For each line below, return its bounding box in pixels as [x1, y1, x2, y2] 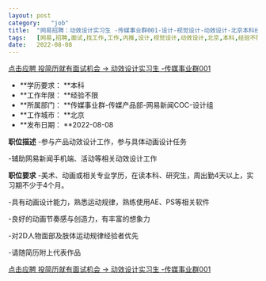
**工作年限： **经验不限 [19, 90, 99, 100]
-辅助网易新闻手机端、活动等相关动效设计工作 [8, 154, 158, 163]
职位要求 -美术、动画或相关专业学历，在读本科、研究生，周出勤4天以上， [8, 171, 247, 180]
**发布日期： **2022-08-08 [19, 120, 114, 130]
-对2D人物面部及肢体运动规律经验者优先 [8, 231, 139, 241]
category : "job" [8, 19, 69, 27]
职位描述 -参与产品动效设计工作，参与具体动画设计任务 [8, 137, 188, 146]
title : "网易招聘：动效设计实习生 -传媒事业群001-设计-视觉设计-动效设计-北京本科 [8, 26, 255, 34]
